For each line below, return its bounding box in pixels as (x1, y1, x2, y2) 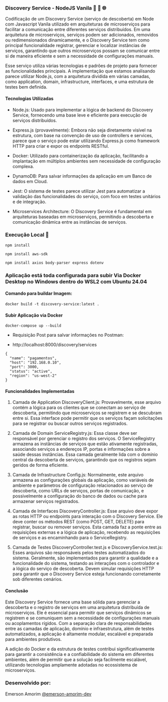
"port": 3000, (9, 365, 39, 370)
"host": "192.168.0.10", (9, 360, 61, 365)
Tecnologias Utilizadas (5, 95, 54, 102)
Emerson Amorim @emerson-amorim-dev (5, 690, 91, 697)
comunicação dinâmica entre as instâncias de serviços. (12, 219, 127, 225)
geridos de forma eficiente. (12, 462, 69, 468)
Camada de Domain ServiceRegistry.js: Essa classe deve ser (12, 430, 137, 436)
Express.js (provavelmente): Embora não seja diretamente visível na (12, 127, 152, 133)
